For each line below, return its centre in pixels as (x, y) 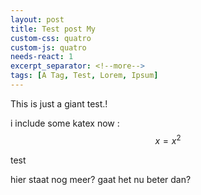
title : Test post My (53, 29)
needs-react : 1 (42, 57)
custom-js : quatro (48, 47)
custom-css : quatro (51, 38)
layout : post (37, 19)
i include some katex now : (65, 123)
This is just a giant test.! (59, 103)
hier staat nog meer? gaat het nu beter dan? (101, 179)
